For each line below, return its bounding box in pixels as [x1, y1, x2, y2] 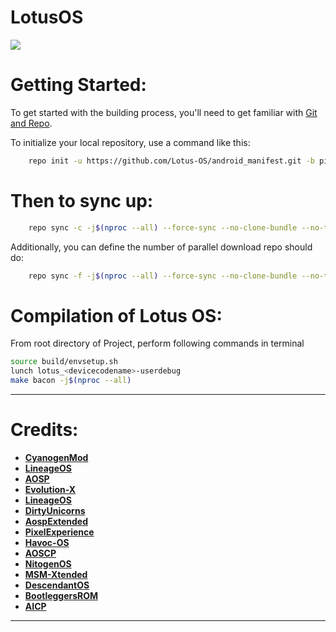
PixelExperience [24, 526, 95, 538]
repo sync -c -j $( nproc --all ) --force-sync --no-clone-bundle [28, 222, 298, 233]
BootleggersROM [24, 589, 99, 601]
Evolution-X [24, 483, 77, 495]
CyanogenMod [24, 451, 89, 463]
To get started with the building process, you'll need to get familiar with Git [10, 106, 318, 118]
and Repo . [10, 117, 53, 129]
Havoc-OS [24, 536, 70, 548]
